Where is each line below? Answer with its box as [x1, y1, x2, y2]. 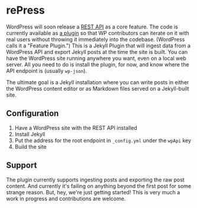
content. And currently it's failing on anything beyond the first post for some [6, 182, 191, 190]
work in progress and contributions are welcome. [6, 195, 126, 202]
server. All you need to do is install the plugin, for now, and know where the [6, 60, 189, 68]
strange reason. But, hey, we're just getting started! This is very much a [6, 188, 180, 196]
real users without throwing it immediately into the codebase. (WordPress [6, 36, 185, 43]
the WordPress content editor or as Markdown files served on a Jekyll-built [6, 85, 189, 92]
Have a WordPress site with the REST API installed [14, 124, 137, 131]
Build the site [14, 143, 47, 150]
